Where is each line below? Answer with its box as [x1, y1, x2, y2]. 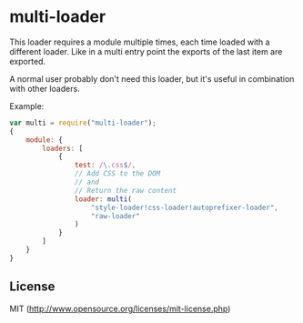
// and [74, 177, 100, 187]
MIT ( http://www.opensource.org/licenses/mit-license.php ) [9, 303, 231, 314]
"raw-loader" [90, 211, 141, 220]
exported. [9, 56, 46, 66]
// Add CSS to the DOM [74, 169, 161, 178]
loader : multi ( [74, 194, 132, 204]
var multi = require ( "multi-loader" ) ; [9, 118, 157, 127]
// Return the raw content [74, 186, 177, 195]
